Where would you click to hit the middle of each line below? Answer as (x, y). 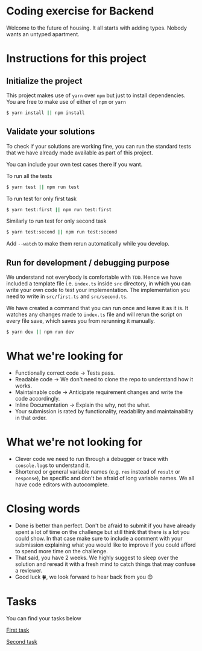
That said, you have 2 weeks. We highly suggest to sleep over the (96, 557)
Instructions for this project (76, 59)
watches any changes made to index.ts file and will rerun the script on (94, 314)
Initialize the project (44, 81)
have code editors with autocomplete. (62, 484)
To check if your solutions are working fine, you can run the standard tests (99, 146)
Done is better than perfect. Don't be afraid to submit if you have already (105, 526)
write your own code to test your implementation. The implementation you (98, 290)
